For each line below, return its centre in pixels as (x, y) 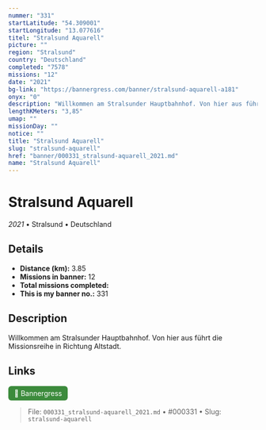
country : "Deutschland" (47, 60)
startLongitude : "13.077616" (56, 30)
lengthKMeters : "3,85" (46, 112)
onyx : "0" (25, 97)
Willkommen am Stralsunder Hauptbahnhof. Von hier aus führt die (116, 337)
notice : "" (26, 133)
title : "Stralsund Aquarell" (56, 141)
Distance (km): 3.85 (53, 268)
